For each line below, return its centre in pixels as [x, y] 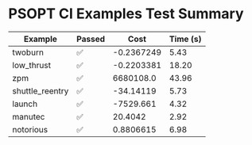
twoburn [28, 52]
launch [25, 104]
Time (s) [185, 39]
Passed [91, 39]
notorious [30, 129]
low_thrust [32, 65]
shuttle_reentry [41, 90]
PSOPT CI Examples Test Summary [126, 14]
